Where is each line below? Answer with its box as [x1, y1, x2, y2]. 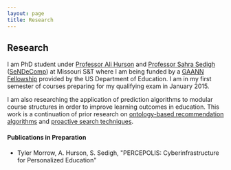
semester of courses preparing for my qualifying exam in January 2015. [7, 82, 210, 90]
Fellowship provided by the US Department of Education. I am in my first [7, 75, 212, 83]
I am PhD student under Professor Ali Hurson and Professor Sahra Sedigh [7, 60, 215, 69]
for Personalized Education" [16, 156, 97, 164]
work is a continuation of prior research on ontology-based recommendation [7, 110, 224, 118]
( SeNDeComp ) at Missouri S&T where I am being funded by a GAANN [7, 67, 204, 76]
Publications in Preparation [7, 133, 87, 141]
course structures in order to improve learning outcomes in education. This [7, 103, 220, 111]
